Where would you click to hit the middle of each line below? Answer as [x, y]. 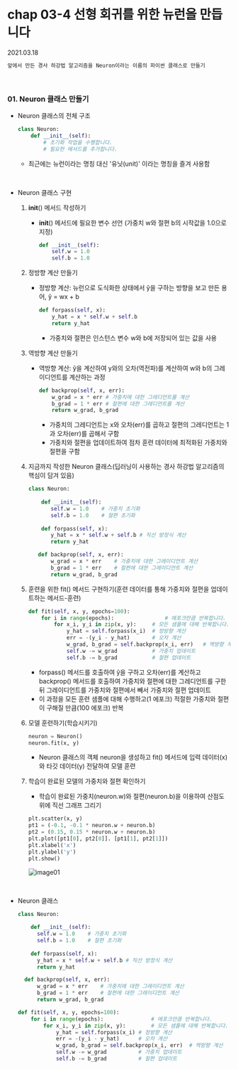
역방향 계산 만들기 [53, 353]
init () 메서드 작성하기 [57, 208]
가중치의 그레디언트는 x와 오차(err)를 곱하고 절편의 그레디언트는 [137, 425]
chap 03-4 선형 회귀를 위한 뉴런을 [102, 15]
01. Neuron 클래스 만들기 [48, 99]
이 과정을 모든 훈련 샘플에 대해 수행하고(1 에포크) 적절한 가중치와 [127, 698]
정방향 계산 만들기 [53, 273]
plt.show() [44, 858]
